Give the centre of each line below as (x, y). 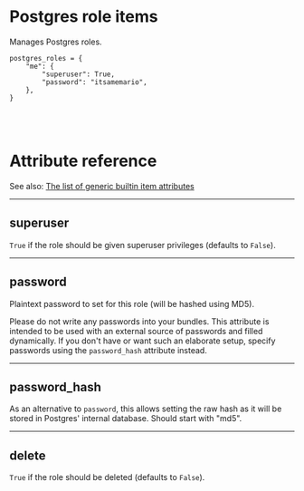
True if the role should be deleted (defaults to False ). (107, 477)
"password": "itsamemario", (95, 82)
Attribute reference (83, 161)
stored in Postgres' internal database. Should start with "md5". (126, 419)
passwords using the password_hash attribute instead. (109, 350)
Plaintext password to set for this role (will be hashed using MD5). (132, 303)
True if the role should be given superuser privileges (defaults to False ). (142, 245)
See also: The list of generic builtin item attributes (102, 186)
